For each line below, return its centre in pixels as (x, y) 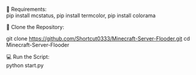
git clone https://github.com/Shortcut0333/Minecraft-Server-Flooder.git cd (98, 38)
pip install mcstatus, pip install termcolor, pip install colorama (81, 15)
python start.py (25, 65)
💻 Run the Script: (28, 57)
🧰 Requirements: (27, 9)
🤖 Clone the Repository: (35, 27)
